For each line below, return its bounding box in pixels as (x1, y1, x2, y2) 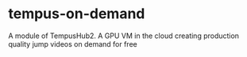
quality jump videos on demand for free (8, 39, 137, 48)
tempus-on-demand (8, 5, 145, 23)
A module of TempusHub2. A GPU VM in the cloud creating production (8, 31, 240, 40)
